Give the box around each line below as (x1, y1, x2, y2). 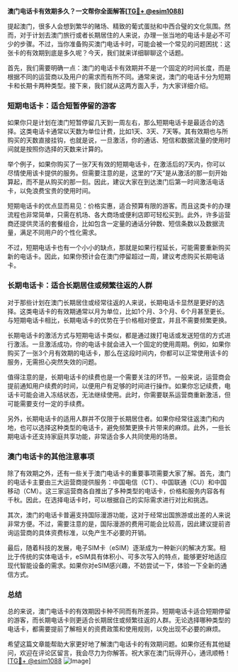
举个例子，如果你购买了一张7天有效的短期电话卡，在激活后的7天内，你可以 (7, 160, 225, 169)
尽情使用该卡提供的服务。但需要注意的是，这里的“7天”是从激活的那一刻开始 (7, 169, 228, 177)
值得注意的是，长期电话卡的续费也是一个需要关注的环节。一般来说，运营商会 (7, 373, 231, 381)
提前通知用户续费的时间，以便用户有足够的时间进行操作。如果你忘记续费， (7, 381, 225, 390)
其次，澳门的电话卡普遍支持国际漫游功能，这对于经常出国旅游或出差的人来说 (7, 510, 231, 519)
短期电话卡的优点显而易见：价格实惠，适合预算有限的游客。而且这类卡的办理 (7, 202, 231, 210)
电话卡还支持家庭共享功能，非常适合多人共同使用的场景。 (13, 432, 181, 441)
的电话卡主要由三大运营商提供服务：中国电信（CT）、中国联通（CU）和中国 (7, 478, 227, 486)
